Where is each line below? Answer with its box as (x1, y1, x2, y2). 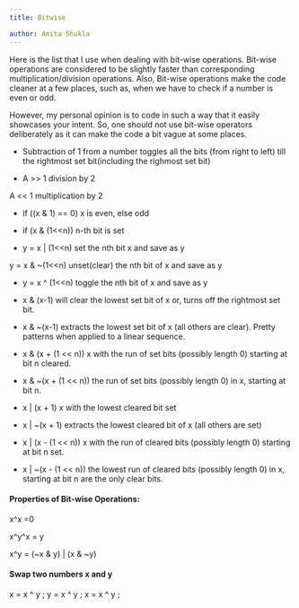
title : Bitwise (9, 13, 66, 22)
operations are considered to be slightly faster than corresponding (9, 64, 255, 74)
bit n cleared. (22, 358, 72, 369)
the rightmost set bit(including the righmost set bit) (22, 155, 211, 166)
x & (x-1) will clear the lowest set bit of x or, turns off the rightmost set (22, 294, 281, 305)
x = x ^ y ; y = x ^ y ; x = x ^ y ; (9, 588, 120, 599)
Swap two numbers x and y (9, 569, 113, 579)
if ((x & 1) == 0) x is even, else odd (22, 207, 150, 218)
